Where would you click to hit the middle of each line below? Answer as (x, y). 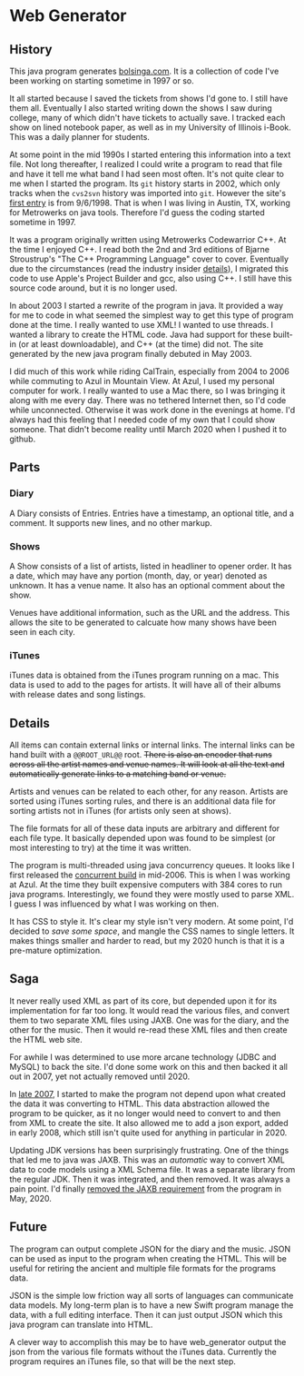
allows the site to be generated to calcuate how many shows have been (143, 622)
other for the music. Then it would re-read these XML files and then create (148, 1030)
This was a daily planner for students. (79, 137)
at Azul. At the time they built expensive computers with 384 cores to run (146, 885)
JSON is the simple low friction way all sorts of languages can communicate (152, 1295)
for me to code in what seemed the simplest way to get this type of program (152, 315)
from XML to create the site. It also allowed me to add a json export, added (149, 1123)
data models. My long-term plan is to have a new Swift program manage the (152, 1305)
